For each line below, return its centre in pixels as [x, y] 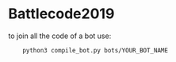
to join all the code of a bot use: [60, 36]
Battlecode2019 [61, 14]
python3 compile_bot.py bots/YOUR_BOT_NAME [96, 50]
